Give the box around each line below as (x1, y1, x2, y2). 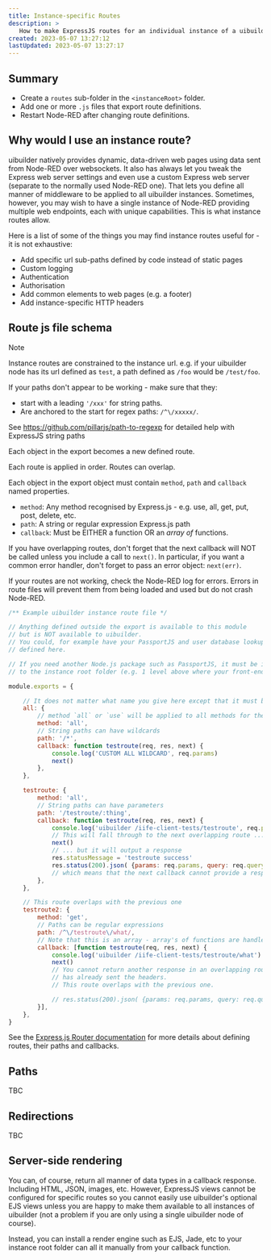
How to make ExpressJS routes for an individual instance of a (19, 27, 236, 35)
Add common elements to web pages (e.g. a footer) (19, 289, 192, 298)
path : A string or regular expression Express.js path (19, 519, 191, 528)
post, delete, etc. (19, 510, 77, 520)
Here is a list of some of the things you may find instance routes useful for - (8, 231, 260, 240)
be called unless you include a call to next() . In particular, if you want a (8, 552, 244, 561)
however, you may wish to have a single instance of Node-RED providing (8, 198, 250, 207)
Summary (8, 72, 59, 86)
